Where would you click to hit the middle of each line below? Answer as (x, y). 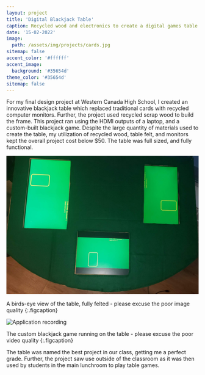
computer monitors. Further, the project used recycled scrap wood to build (100, 115)
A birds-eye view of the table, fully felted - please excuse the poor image (98, 304)
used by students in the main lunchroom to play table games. (83, 365)
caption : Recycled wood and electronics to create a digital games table (102, 26)
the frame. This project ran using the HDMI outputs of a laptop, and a (93, 122)
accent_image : (24, 64)
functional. (20, 147)
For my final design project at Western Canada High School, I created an (97, 102)
